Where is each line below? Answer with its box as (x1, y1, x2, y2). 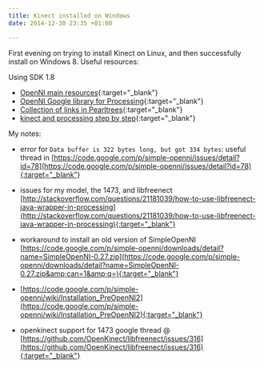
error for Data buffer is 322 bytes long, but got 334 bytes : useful (19, 144, 246, 154)
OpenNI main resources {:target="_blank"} (19, 87, 158, 97)
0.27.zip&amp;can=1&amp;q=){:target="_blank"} (19, 269, 179, 278)
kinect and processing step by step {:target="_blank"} (19, 113, 196, 122)
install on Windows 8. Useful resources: (8, 57, 139, 66)
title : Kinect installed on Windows (8, 11, 130, 20)
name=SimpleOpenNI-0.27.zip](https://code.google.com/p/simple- (19, 251, 240, 261)
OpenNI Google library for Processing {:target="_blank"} (19, 96, 204, 106)
